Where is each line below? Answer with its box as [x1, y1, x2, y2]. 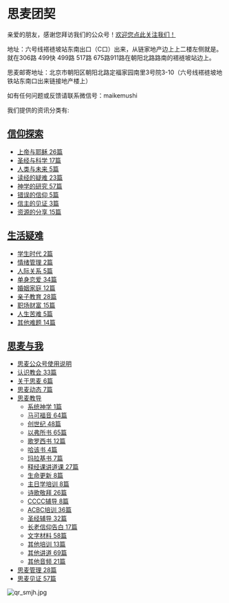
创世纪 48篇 [27, 420, 62, 428]
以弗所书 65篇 [27, 428, 67, 437]
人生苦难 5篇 [17, 309, 54, 318]
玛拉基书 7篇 [27, 454, 63, 463]
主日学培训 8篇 [27, 480, 70, 488]
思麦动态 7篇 [17, 386, 53, 394]
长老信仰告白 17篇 [27, 523, 78, 531]
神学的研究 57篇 [17, 182, 63, 190]
